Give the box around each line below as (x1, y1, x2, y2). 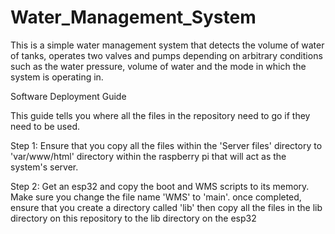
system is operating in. (10, 71, 104, 83)
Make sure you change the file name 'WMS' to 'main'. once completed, (10, 191, 302, 203)
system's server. (10, 161, 79, 173)
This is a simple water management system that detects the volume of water (10, 39, 325, 51)
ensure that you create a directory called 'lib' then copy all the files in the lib (10, 201, 323, 213)
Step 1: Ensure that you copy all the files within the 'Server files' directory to (10, 139, 323, 151)
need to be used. (10, 120, 80, 132)
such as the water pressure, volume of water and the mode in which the (10, 60, 307, 72)
